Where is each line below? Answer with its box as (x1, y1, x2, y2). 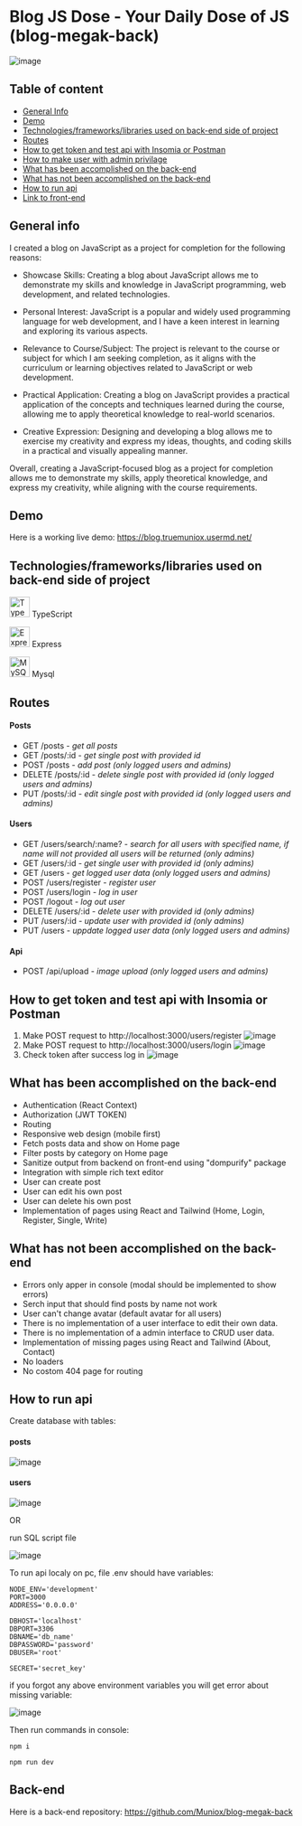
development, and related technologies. (22, 288, 170, 299)
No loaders (22, 1356, 64, 1367)
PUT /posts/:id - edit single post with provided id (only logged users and (22, 788, 291, 799)
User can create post (22, 1176, 101, 1187)
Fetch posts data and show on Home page (22, 1137, 180, 1149)
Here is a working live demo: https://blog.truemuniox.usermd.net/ (9, 532, 252, 543)
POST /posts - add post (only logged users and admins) (22, 759, 232, 770)
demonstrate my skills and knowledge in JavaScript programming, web (22, 278, 287, 290)
